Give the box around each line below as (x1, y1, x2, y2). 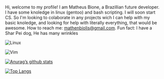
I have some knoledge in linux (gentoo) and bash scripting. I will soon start (5, 9, 156, 15)
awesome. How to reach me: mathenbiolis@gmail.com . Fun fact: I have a (5, 25, 152, 31)
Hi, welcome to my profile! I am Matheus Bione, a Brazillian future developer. (5, 4, 160, 10)
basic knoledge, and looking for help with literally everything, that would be (5, 20, 157, 26)
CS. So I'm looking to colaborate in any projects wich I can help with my (5, 15, 150, 20)
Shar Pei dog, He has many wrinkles (5, 30, 79, 36)
